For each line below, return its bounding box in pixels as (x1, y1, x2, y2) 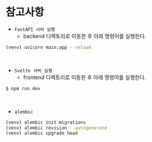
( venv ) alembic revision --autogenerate (5, 125, 108, 131)
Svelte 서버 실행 (14, 68, 52, 74)
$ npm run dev (5, 86, 41, 91)
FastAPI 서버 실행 (14, 26, 55, 33)
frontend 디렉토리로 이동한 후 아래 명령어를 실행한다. (23, 74, 147, 81)
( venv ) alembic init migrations (5, 119, 86, 125)
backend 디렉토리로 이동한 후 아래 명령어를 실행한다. (23, 32, 147, 39)
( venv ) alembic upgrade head (5, 130, 78, 137)
